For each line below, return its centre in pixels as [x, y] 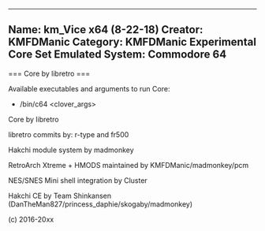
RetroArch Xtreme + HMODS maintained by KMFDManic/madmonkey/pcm [129, 165]
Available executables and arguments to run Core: [89, 88]
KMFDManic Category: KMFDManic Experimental [132, 42]
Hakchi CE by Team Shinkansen [60, 196]
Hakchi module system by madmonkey [71, 150]
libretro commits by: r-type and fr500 [69, 134]
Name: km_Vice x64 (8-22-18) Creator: [106, 30]
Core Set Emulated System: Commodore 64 [118, 55]
